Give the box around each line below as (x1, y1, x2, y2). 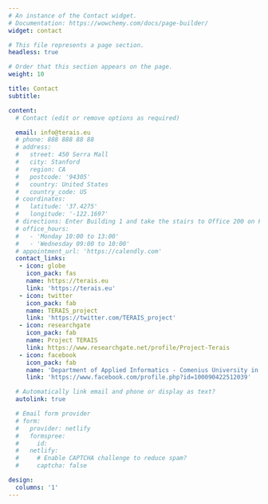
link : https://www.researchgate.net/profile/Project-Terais (26, 343, 230, 351)
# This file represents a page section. (8, 41, 145, 49)
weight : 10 (8, 70, 45, 78)
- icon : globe (18, 262, 66, 270)
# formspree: (15, 432, 66, 440)
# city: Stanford (15, 158, 81, 166)
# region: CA (15, 165, 66, 173)
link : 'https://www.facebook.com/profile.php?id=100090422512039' (26, 373, 251, 382)
